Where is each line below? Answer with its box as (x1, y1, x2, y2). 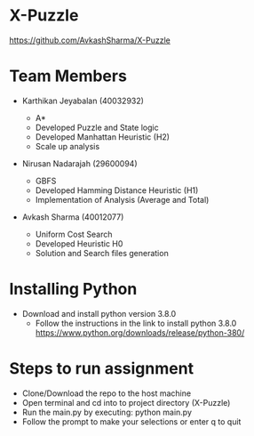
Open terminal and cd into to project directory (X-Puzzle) (21, 397, 231, 408)
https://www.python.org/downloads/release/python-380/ (35, 327, 245, 338)
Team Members (9, 66, 127, 86)
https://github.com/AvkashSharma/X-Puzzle (9, 35, 171, 45)
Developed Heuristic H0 (35, 238, 123, 249)
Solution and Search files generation (35, 247, 169, 258)
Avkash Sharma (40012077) (21, 211, 124, 222)
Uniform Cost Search (35, 229, 113, 239)
